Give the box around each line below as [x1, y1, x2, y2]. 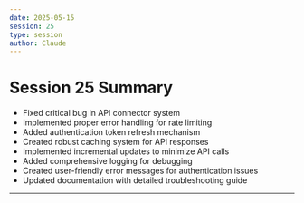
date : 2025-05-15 [9, 13, 75, 23]
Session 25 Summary [9, 78, 174, 98]
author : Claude [9, 38, 67, 48]
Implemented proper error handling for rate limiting [22, 117, 213, 128]
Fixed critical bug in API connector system [22, 108, 181, 119]
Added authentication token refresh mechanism [22, 127, 201, 138]
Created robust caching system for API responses [22, 137, 209, 148]
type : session [9, 30, 63, 39]
